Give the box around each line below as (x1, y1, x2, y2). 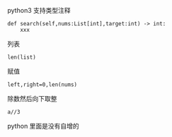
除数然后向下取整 (7, 95, 57, 102)
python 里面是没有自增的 (7, 122, 79, 130)
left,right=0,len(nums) (7, 81, 78, 88)
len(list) (7, 54, 37, 61)
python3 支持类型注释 (7, 6, 71, 14)
